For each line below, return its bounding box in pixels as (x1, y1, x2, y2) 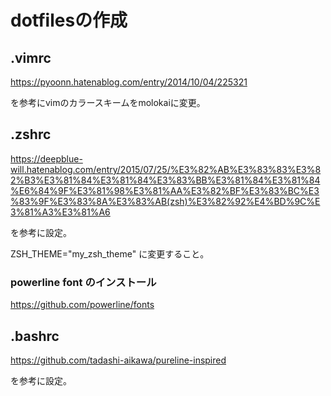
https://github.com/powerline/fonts (10, 299, 155, 311)
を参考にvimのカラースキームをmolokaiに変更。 (10, 97, 206, 108)
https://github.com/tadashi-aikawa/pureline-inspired (10, 354, 227, 366)
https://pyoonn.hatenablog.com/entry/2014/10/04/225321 (10, 76, 248, 88)
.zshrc (10, 126, 52, 143)
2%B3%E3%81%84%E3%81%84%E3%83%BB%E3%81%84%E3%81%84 (10, 174, 321, 186)
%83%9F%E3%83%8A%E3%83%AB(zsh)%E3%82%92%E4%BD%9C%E (10, 195, 321, 207)
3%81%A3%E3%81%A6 (10, 206, 111, 218)
